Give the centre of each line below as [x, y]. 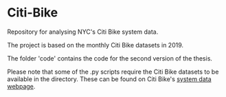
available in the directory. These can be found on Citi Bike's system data [109, 79]
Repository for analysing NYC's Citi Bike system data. [83, 32]
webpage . [21, 86]
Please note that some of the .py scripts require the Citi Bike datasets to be [113, 72]
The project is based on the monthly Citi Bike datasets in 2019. [95, 45]
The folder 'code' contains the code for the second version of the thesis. [110, 58]
